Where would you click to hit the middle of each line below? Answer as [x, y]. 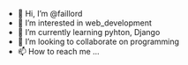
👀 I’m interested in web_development [84, 23]
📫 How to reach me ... [58, 51]
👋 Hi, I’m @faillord [50, 14]
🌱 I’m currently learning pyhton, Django [89, 32]
